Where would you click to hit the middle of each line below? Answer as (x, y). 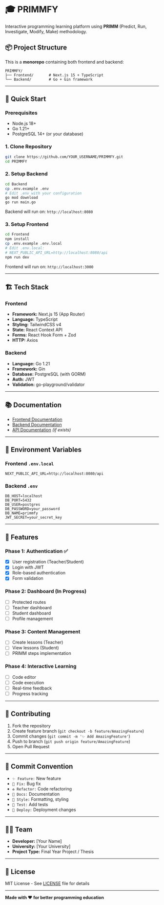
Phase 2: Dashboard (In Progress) (46, 592)
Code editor (24, 677)
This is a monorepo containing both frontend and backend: (64, 62)
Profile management (32, 619)
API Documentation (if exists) (41, 429)
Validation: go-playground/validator (48, 384)
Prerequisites (21, 113)
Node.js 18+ (24, 123)
